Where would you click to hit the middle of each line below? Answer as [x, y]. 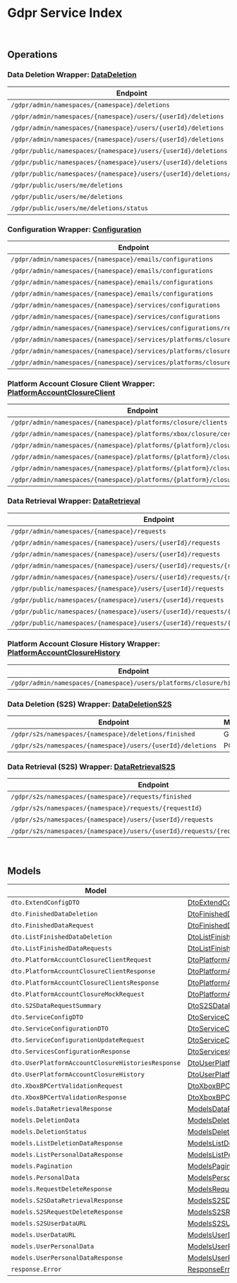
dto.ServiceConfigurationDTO [60, 1029]
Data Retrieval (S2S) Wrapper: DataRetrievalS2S [91, 767]
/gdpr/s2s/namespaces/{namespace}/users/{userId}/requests [112, 820]
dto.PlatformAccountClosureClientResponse [83, 972]
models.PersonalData [45, 1178]
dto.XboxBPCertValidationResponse [69, 1097]
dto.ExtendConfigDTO [45, 903]
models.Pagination [42, 1166]
